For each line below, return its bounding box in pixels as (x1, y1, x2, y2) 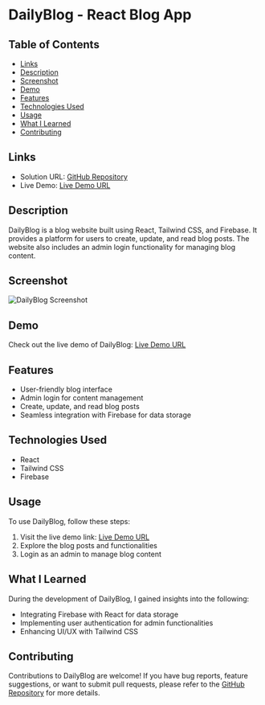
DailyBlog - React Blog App (8, 6, 192, 24)
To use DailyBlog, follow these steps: (8, 516, 131, 526)
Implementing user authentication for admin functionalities (19, 617, 214, 628)
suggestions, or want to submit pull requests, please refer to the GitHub (8, 679, 245, 689)
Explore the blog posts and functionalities (19, 540, 158, 550)
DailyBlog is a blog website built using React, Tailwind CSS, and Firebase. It (8, 225, 258, 235)
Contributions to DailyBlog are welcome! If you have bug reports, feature (8, 671, 249, 681)
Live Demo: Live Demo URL (19, 180, 111, 190)
